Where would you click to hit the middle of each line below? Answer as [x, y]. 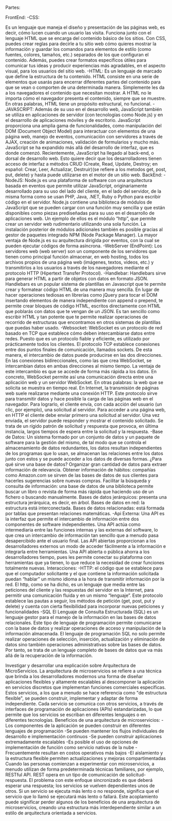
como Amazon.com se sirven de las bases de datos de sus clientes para [82, 475]
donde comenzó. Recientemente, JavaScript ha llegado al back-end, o [80, 153]
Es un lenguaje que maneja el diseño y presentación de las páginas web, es [85, 27]
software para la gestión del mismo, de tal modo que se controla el [76, 442]
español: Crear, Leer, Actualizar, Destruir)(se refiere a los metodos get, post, [86, 169]
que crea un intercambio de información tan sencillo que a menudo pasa [82, 535]
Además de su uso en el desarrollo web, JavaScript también [99, 109]
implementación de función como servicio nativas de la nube [70, 747]
